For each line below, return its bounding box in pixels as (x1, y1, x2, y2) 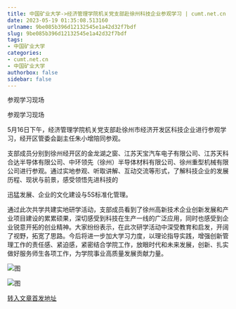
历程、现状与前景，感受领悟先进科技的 (7, 176, 118, 184)
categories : (7, 50, 42, 57)
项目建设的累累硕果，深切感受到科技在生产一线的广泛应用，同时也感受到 (13, 214, 223, 223)
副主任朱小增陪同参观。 (55, 134, 124, 143)
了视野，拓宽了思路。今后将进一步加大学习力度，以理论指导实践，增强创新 (7, 232, 223, 240)
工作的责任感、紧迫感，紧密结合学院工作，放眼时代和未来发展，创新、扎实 (13, 240, 229, 249)
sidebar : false (7, 75, 52, 83)
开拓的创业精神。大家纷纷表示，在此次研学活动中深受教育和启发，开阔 (25, 223, 229, 232)
